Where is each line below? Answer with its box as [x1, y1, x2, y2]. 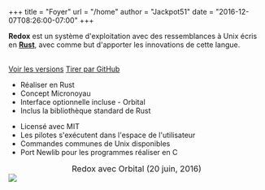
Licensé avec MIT [20, 122, 80, 131]
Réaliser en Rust [20, 80, 75, 89]
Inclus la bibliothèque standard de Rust [20, 106, 151, 115]
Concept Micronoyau [20, 89, 91, 98]
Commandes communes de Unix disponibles [20, 139, 171, 149]
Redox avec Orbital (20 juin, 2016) [72, 163, 202, 174]
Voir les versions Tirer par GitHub [8, 64, 120, 74]
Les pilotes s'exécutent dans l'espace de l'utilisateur [20, 130, 196, 140]
